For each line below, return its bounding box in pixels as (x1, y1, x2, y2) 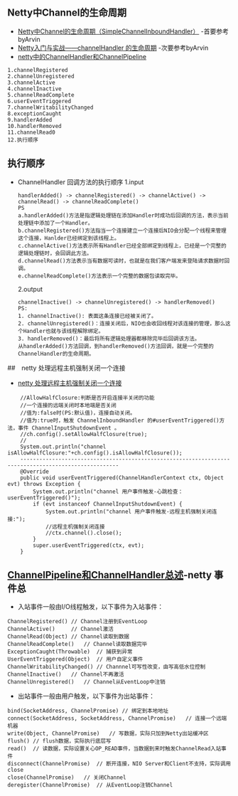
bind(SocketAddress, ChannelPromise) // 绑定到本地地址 (7, 707, 169, 715)
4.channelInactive (7, 85, 62, 92)
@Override (20, 468, 50, 475)
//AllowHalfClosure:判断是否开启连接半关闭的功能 (20, 394, 155, 401)
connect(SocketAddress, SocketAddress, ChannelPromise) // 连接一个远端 (7, 715, 227, 722)
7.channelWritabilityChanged (7, 104, 94, 111)
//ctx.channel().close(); (45, 529, 122, 536)
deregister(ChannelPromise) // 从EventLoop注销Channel (7, 782, 173, 789)
